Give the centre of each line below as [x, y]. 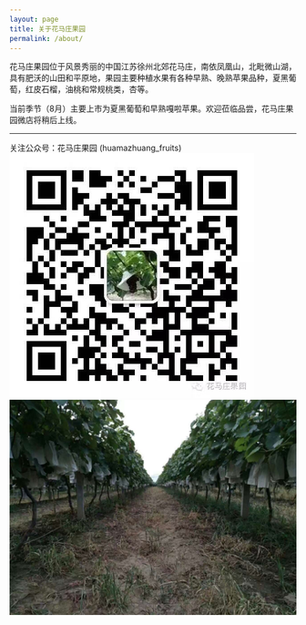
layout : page [34, 19]
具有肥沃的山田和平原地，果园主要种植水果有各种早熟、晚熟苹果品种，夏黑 [149, 78]
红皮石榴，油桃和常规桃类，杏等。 [89, 89]
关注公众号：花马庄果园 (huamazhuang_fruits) [96, 148]
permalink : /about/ [46, 38]
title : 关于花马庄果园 [48, 29]
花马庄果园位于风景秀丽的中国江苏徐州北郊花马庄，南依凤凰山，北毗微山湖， [153, 67]
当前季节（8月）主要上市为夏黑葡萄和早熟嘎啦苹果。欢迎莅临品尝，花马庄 [148, 108]
